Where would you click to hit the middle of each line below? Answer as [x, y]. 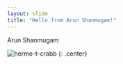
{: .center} [73, 54]
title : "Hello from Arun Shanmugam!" [62, 20]
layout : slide [28, 14]
